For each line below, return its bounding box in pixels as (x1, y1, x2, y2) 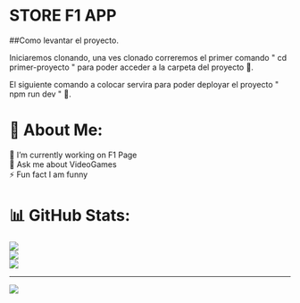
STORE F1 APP (9, 5, 117, 26)
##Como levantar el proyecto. (9, 35, 119, 46)
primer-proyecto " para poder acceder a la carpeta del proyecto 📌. (9, 62, 254, 72)
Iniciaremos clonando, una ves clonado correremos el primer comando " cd (9, 52, 287, 63)
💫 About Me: (9, 120, 104, 140)
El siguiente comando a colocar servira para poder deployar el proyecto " (9, 79, 279, 89)
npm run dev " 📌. (9, 88, 71, 99)
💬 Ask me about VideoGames (9, 158, 118, 170)
